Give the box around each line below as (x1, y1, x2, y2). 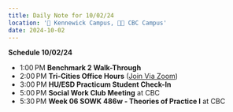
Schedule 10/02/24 (8, 48, 73, 58)
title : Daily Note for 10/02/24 (8, 11, 114, 20)
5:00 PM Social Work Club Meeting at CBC (19, 88, 160, 98)
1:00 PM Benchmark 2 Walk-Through (19, 63, 142, 73)
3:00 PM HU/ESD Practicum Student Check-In (19, 80, 172, 89)
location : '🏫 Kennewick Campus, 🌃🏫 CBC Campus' (8, 19, 168, 27)
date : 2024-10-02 (8, 26, 65, 34)
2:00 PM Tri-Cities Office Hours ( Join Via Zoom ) (19, 72, 179, 81)
